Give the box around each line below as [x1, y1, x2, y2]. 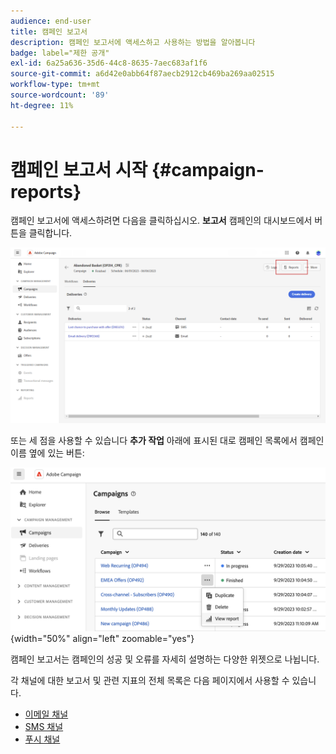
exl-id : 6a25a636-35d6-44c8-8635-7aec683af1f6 [10, 58, 208, 69]
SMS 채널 [24, 720, 64, 732]
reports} [10, 180, 82, 203]
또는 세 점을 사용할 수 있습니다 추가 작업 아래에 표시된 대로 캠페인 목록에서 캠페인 [10, 434, 325, 446]
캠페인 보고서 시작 [10, 158, 148, 181]
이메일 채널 [24, 708, 69, 720]
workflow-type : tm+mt [10, 80, 101, 90]
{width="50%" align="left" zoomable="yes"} [10, 632, 195, 644]
